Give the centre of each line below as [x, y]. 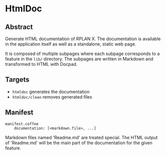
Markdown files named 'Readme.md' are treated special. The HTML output [82, 137]
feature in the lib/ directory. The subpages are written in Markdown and [79, 59]
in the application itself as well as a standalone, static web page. [71, 44]
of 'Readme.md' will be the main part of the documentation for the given [79, 143]
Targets [17, 80]
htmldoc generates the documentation [51, 92]
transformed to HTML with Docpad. [41, 64]
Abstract [19, 27]
